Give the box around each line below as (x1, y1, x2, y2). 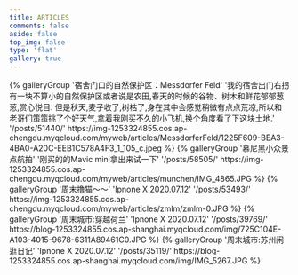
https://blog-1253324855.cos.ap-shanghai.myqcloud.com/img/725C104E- (9, 224, 282, 234)
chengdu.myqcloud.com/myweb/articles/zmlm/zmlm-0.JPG (9, 203, 229, 214)
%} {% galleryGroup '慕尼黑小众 (163, 143, 282, 153)
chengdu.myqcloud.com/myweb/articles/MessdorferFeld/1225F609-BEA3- (9, 132, 285, 143)
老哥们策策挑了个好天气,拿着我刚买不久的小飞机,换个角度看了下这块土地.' (9, 113, 276, 123)
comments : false (9, 21, 69, 30)
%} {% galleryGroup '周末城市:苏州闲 (148, 234, 285, 245)
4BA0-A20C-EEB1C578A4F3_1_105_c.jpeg (9, 143, 162, 153)
